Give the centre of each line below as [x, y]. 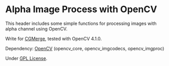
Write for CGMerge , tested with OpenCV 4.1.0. [54, 39]
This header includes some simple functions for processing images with [81, 23]
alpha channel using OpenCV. [37, 28]
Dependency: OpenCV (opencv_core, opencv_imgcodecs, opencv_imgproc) [85, 48]
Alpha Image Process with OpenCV [81, 9]
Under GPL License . [26, 58]
